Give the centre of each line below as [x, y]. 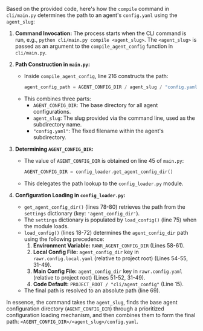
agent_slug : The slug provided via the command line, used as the [114, 118]
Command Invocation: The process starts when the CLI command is [101, 33]
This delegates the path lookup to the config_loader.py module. [104, 183]
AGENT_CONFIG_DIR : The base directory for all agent [95, 105]
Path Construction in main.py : [53, 64]
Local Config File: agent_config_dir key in [86, 252]
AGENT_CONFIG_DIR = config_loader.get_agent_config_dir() [98, 172]
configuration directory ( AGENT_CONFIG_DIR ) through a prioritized [85, 309]
